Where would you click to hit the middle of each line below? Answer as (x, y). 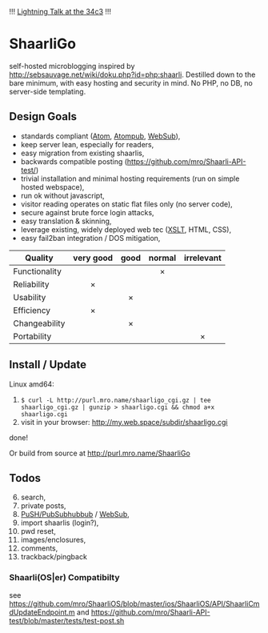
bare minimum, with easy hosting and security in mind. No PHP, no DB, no (131, 82)
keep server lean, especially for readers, (87, 144)
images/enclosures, (53, 540)
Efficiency (32, 310)
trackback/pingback (54, 557)
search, (33, 497)
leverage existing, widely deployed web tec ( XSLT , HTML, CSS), (126, 229)
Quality (39, 258)
